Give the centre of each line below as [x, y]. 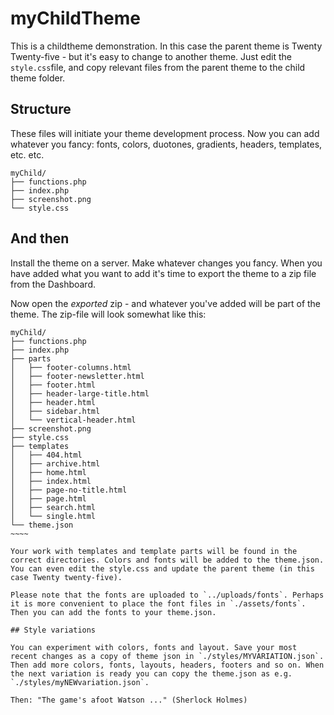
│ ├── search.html [53, 507]
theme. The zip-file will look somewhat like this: [108, 314]
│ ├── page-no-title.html [69, 490]
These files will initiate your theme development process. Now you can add [165, 133]
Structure [41, 109]
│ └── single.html [53, 516]
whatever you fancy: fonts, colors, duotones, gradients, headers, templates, [166, 144]
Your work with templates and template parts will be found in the [154, 551]
